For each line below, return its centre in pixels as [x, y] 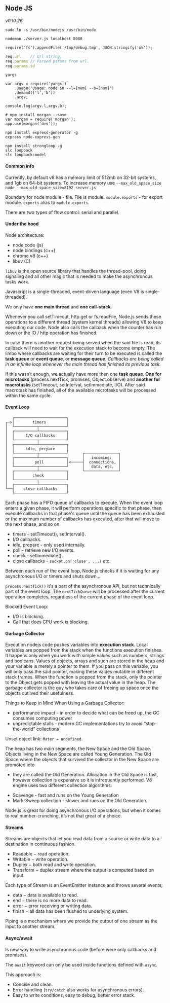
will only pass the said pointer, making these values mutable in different [80, 672]
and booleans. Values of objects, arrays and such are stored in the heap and [85, 661]
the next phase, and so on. [33, 524]
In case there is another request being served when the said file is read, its [83, 342]
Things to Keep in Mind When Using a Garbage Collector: [65, 703]
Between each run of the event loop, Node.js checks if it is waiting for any [82, 571]
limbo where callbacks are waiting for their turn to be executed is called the [84, 353]
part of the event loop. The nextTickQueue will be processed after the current [85, 592]
